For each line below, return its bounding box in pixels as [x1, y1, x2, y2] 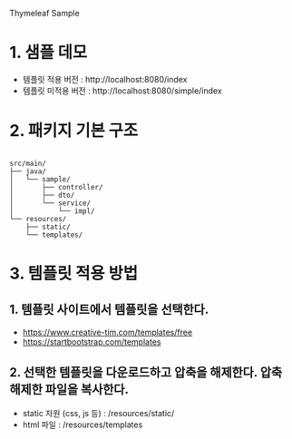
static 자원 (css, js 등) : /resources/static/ [22, 407, 175, 418]
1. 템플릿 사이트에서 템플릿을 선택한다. [9, 302, 209, 317]
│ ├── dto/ [9, 190, 75, 200]
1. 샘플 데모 [9, 43, 88, 63]
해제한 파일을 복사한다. [9, 382, 130, 397]
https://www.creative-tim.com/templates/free [22, 327, 193, 337]
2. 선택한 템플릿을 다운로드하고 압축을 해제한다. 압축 [9, 365, 283, 380]
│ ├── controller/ [9, 182, 103, 191]
